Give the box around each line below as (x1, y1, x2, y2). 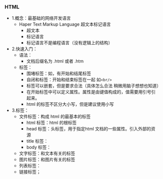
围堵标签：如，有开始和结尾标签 (26, 70, 91, 77)
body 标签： (26, 144, 51, 150)
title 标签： (26, 138, 49, 144)
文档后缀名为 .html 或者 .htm (26, 58, 84, 64)
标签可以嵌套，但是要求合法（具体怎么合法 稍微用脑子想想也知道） (26, 83, 162, 89)
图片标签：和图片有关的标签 (19, 156, 76, 163)
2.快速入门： (11, 46, 38, 52)
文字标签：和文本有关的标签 (19, 150, 76, 156)
